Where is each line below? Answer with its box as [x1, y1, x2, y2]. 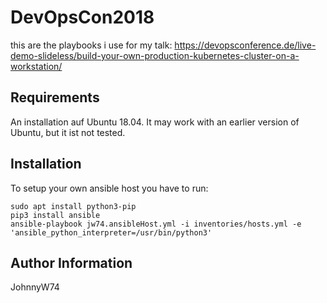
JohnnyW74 [10, 281, 60, 293]
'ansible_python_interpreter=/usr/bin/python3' [10, 227, 213, 238]
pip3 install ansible [10, 210, 101, 220]
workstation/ [10, 60, 63, 72]
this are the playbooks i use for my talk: [10, 39, 173, 51]
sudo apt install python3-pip [10, 201, 137, 211]
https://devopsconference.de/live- [174, 39, 317, 51]
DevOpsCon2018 [10, 6, 155, 29]
